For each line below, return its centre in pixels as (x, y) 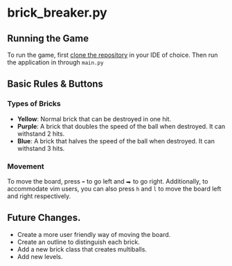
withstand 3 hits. (41, 148)
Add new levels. (40, 256)
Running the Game (48, 38)
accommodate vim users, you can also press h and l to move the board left (114, 188)
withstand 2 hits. (41, 134)
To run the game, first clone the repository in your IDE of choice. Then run (113, 55)
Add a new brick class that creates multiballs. (82, 249)
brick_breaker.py (57, 13)
